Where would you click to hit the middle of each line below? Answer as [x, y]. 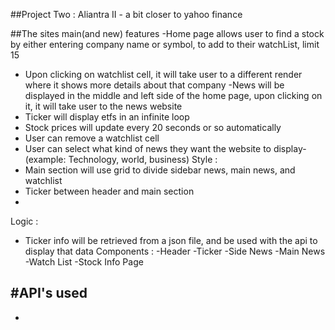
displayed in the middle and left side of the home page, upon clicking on [173, 95]
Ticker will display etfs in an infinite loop [107, 117]
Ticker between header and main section [109, 191]
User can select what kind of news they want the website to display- [165, 148]
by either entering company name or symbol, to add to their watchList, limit [165, 44]
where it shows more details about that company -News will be [154, 85]
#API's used [49, 293]
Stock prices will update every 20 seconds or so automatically [153, 127]
